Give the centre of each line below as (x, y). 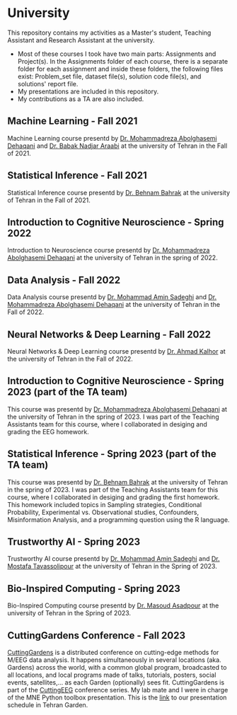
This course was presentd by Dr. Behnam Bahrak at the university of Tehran (118, 482)
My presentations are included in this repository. (88, 91)
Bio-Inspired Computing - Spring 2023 (94, 588)
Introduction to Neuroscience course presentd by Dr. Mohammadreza (109, 250)
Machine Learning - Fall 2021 (73, 121)
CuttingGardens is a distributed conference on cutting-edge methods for (113, 653)
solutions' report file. (48, 83)
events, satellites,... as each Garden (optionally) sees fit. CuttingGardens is (116, 682)
